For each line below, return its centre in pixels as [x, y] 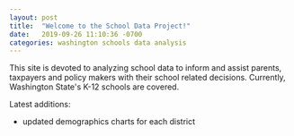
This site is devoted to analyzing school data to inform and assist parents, [146, 68]
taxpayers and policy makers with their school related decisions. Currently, [147, 78]
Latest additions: [40, 105]
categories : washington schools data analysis [98, 42]
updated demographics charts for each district [109, 122]
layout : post [34, 17]
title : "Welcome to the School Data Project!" [100, 26]
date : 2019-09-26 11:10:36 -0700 [76, 34]
